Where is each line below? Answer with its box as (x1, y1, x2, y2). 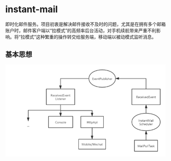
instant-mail (5, 4, 58, 15)
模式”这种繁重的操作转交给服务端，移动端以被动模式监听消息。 (25, 34, 157, 40)
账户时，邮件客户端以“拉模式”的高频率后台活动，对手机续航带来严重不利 (5, 27, 157, 34)
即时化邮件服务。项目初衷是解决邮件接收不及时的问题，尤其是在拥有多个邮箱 (5, 21, 166, 27)
